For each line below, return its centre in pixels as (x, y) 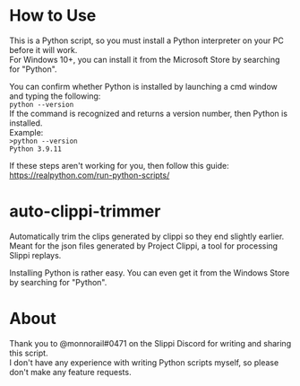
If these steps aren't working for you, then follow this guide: (120, 165)
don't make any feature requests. (70, 372)
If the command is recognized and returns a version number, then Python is (149, 113)
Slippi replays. (35, 255)
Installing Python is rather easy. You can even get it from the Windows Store (150, 272)
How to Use (53, 16)
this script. (29, 353)
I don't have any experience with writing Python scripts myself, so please (144, 362)
